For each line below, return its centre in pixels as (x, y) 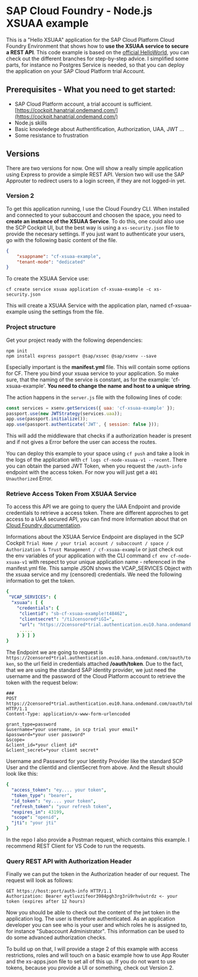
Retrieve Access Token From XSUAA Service (71, 494)
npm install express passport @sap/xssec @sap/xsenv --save (82, 356)
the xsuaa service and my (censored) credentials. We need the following (94, 574)
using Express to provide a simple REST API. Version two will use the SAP (95, 174)
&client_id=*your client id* (42, 745)
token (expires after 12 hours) (46, 901)
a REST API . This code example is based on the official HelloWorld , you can (98, 52)
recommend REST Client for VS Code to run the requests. (76, 846)
